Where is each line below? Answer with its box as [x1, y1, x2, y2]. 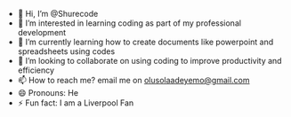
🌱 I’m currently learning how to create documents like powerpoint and [17, 36, 274, 47]
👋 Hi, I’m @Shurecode [17, 9, 99, 19]
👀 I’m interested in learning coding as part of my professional [17, 18, 242, 28]
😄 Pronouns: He [17, 88, 78, 97]
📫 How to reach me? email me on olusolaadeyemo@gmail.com [17, 75, 250, 85]
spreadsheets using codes [17, 46, 116, 57]
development [17, 27, 67, 37]
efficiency [17, 65, 55, 75]
